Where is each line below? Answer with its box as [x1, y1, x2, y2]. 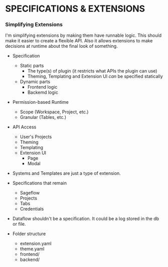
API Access [12, 124, 37, 130]
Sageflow [20, 190, 40, 196]
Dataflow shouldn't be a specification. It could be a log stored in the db [12, 216, 159, 222]
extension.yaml [20, 240, 52, 247]
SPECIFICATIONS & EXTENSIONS [5, 3, 145, 15]
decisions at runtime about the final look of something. [5, 43, 118, 49]
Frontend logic [27, 84, 58, 90]
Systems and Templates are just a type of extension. [12, 170, 121, 176]
